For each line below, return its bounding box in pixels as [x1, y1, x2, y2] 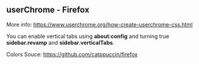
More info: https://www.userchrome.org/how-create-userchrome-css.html [6, 21, 193, 28]
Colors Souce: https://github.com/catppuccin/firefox [6, 51, 138, 58]
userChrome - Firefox [6, 5, 89, 15]
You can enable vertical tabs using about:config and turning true [6, 33, 170, 40]
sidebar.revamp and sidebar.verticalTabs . [6, 39, 114, 46]
